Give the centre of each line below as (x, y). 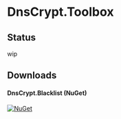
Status (22, 37)
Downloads (32, 75)
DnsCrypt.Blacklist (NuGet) (47, 93)
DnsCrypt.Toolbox (60, 12)
